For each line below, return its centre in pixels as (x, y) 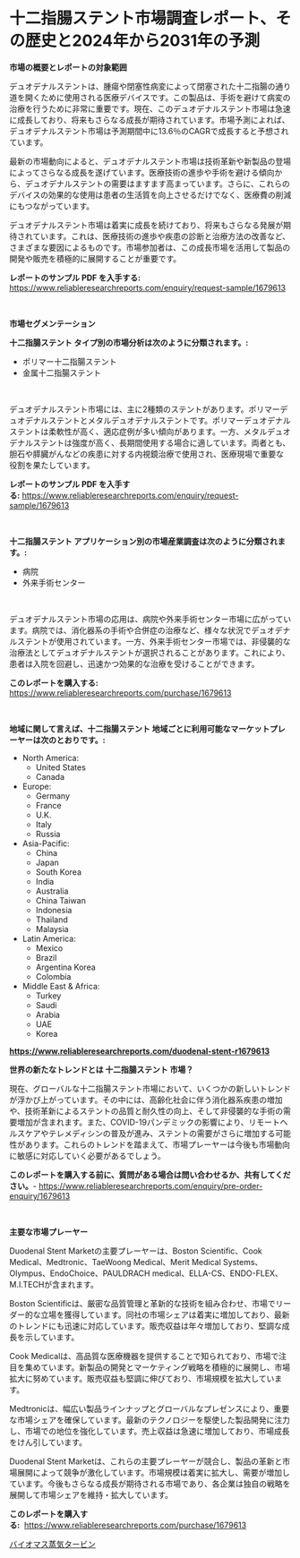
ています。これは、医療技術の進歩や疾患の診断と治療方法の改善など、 (162, 236)
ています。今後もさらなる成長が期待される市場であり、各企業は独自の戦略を (150, 1484)
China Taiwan (61, 900)
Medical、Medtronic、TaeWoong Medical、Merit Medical (115, 1262)
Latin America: (49, 938)
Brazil (46, 957)
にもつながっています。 (52, 206)
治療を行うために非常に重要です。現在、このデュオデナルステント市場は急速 (150, 108)
